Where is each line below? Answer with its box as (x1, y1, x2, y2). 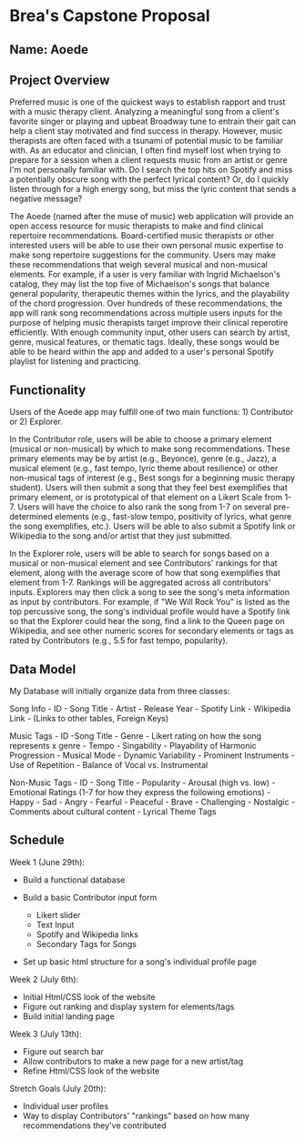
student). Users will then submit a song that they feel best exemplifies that (9, 482, 289, 493)
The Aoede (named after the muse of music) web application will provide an (9, 211, 294, 222)
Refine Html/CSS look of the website (22, 1065, 160, 1076)
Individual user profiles (22, 1100, 109, 1111)
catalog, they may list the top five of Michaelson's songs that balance (9, 278, 270, 289)
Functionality (9, 382, 86, 398)
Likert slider (36, 909, 81, 920)
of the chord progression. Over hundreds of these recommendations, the (9, 298, 283, 309)
